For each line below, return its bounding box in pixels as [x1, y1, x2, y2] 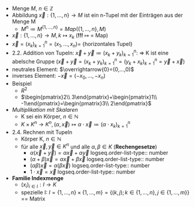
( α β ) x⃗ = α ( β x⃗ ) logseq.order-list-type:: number [29, 162, 150, 169]
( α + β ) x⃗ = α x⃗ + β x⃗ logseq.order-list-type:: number [29, 156, 165, 163]
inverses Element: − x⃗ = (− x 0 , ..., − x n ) [11, 72, 106, 81]
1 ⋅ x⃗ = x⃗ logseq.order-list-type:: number [29, 168, 136, 175]
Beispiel [11, 80, 32, 87]
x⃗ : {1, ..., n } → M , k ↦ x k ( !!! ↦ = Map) [11, 32, 109, 40]
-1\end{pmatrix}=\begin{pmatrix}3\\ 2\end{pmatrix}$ [20, 100, 152, 107]
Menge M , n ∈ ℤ [11, 5, 53, 12]
